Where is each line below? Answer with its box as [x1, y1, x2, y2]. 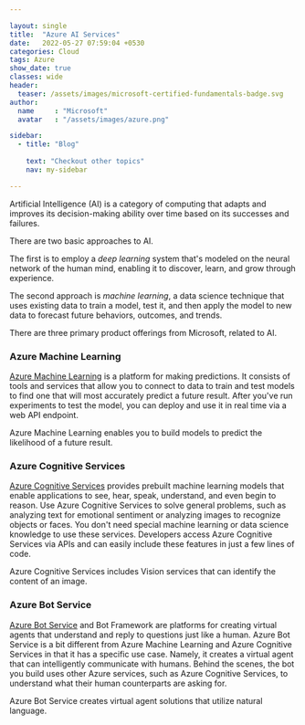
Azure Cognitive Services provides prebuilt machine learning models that [9, 480, 285, 491]
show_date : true [9, 64, 71, 73]
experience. [9, 272, 55, 283]
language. [9, 705, 47, 716]
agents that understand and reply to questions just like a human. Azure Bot [9, 629, 290, 640]
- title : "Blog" [17, 140, 79, 149]
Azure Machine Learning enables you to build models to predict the [9, 426, 263, 438]
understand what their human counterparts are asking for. [9, 678, 227, 688]
